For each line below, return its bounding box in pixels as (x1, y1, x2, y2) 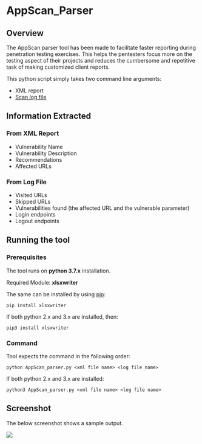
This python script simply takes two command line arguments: (6, 75, 162, 82)
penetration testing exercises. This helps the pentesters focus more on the (6, 50, 193, 58)
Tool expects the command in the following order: (6, 352, 130, 359)
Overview (6, 28, 44, 38)
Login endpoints (15, 210, 56, 218)
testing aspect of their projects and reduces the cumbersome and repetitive (6, 57, 195, 64)
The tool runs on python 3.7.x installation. (6, 267, 111, 274)
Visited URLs (15, 191, 47, 198)
